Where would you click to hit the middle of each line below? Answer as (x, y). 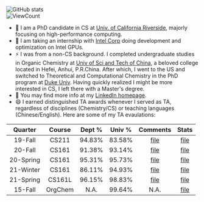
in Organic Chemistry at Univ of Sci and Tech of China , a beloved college (107, 63)
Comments (155, 130)
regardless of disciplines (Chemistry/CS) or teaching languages (95, 108)
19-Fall (25, 140)
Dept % (91, 130)
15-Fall (25, 189)
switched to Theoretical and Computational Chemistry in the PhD (97, 76)
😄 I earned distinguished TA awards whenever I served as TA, (93, 102)
